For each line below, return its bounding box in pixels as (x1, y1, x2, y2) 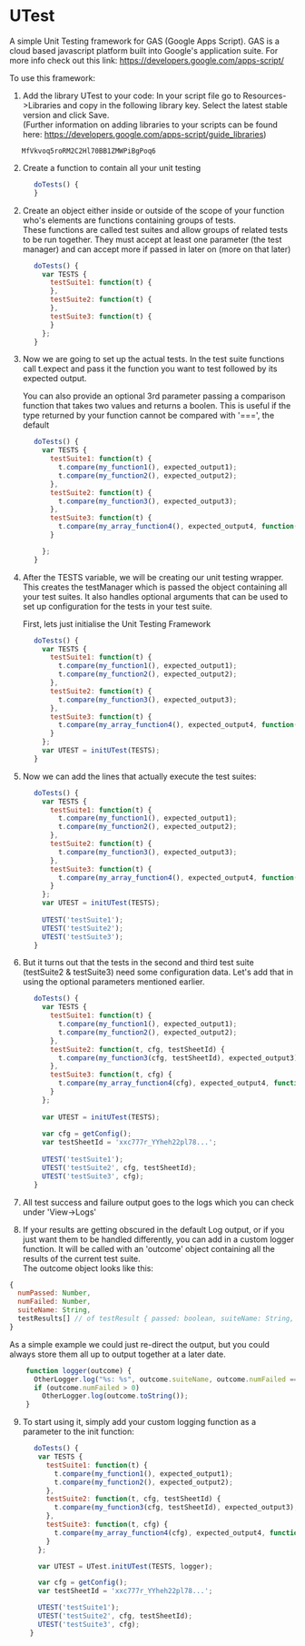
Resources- (242, 90, 287, 101)
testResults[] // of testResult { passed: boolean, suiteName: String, (17, 1314, 295, 1324)
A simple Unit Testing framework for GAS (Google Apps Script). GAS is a (9, 35, 280, 46)
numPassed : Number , (17, 1288, 92, 1298)
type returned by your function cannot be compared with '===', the (22, 410, 275, 421)
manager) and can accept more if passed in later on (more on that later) (22, 243, 291, 255)
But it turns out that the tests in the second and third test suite (22, 957, 254, 968)
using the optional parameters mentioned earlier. (22, 976, 205, 987)
